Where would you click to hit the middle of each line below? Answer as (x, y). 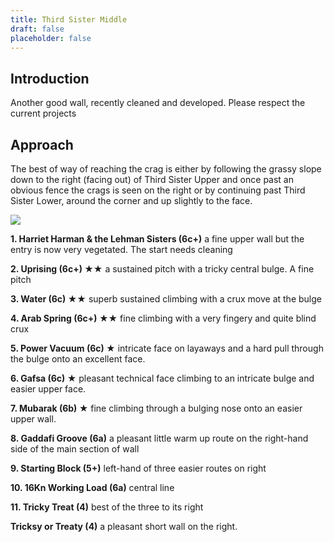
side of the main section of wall (75, 449)
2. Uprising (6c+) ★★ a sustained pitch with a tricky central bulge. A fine (162, 269)
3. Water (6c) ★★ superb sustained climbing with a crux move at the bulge (166, 299)
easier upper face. (48, 389)
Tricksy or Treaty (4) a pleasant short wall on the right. (124, 526)
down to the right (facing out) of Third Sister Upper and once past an (152, 179)
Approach (42, 144)
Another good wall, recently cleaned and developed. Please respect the (158, 103)
